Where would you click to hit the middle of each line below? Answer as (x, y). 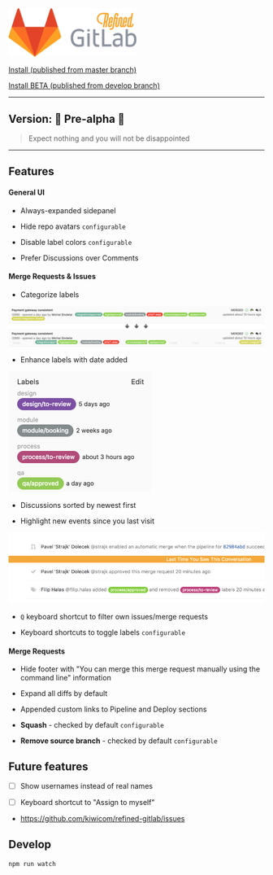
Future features (48, 766)
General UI (26, 192)
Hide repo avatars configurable (73, 226)
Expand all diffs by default (64, 693)
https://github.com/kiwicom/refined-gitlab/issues (102, 819)
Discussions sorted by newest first (78, 505)
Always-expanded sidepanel (68, 210)
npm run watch (32, 864)
